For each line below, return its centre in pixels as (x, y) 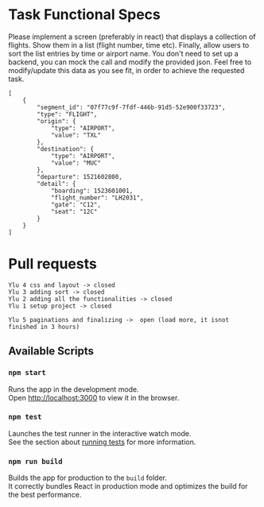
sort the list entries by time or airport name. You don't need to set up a (123, 53)
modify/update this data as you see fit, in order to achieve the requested (126, 70)
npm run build (35, 461)
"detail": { (57, 184)
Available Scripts (51, 351)
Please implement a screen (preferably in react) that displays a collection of (132, 37)
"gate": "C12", (76, 204)
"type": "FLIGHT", (67, 114)
